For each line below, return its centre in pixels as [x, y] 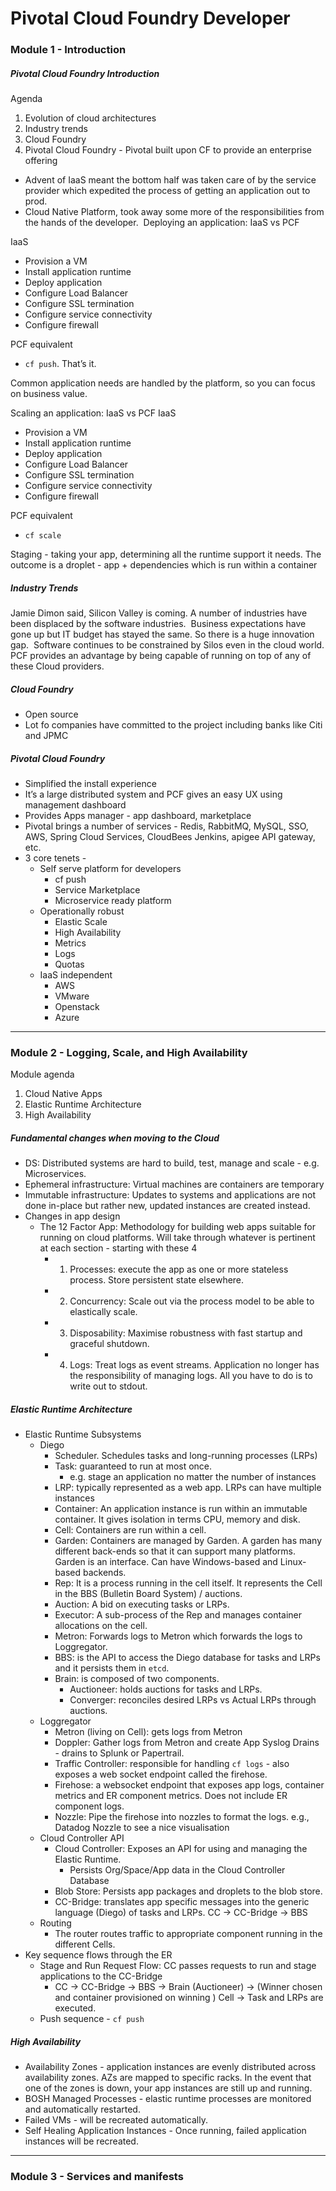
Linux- [293, 1562]
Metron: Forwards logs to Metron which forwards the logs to [178, 1636]
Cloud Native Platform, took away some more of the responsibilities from [174, 212]
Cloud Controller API [82, 1838]
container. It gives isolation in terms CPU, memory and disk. [177, 1519]
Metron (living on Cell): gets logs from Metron [148, 1732]
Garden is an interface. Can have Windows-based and [166, 1562]
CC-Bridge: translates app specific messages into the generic [182, 1902]
